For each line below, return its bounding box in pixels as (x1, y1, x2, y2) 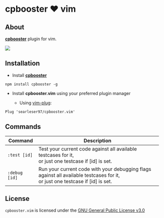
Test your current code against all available (38, 145, 137, 152)
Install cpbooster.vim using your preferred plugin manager (12, 90, 131, 96)
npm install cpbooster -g (5, 82, 58, 87)
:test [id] (7, 152, 33, 158)
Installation (5, 59, 40, 68)
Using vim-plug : (19, 99, 52, 106)
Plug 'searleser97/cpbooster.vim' (5, 109, 76, 114)
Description (83, 137, 111, 144)
